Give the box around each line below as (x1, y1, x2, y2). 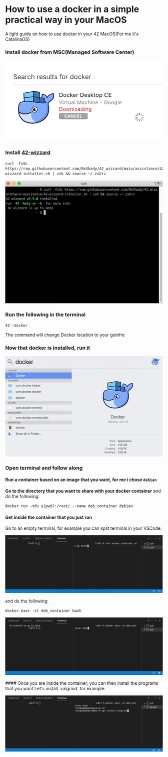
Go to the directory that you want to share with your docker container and (5, 488, 161, 494)
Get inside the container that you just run (5, 514, 92, 520)
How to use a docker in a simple (5, 4, 139, 15)
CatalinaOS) (5, 36, 30, 42)
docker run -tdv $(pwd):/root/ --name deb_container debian (5, 504, 133, 509)
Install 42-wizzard (5, 149, 51, 156)
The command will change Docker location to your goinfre (5, 332, 125, 338)
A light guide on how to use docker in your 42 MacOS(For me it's (5, 31, 139, 37)
